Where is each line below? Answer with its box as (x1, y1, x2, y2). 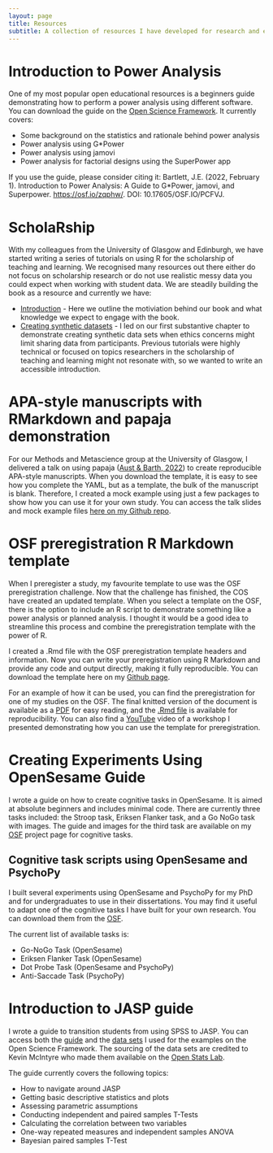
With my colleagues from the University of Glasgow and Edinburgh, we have (8, 245, 264, 255)
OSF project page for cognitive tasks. (8, 830, 133, 840)
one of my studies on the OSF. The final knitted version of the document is (8, 697, 258, 707)
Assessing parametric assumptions (19, 1101, 138, 1111)
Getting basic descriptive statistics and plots (19, 1092, 169, 1102)
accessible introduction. (19, 364, 102, 374)
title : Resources (8, 20, 67, 28)
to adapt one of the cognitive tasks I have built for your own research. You (8, 904, 257, 915)
